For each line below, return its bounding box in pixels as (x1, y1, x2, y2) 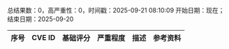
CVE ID (31, 33, 56, 42)
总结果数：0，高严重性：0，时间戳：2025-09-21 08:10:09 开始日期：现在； (7, 6, 225, 14)
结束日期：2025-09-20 (7, 15, 74, 23)
